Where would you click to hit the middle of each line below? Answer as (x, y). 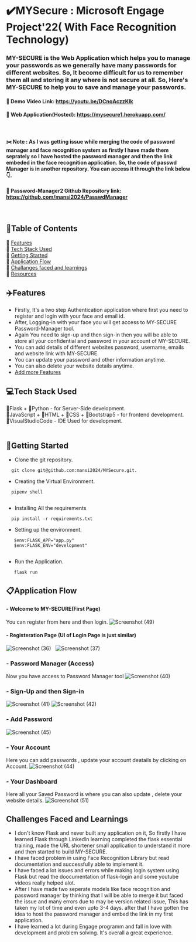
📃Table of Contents (42, 229)
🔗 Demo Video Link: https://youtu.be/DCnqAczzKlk (70, 101)
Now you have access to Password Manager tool (65, 676)
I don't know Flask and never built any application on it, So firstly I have (100, 833)
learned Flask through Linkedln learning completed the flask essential (98, 839)
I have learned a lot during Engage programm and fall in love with (93, 927)
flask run (26, 572)
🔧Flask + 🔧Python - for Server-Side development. (66, 409)
